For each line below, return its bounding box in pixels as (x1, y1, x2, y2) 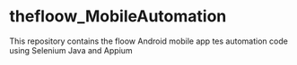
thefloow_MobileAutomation (9, 6, 227, 27)
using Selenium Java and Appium (9, 45, 133, 55)
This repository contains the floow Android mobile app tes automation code (9, 36, 289, 46)
